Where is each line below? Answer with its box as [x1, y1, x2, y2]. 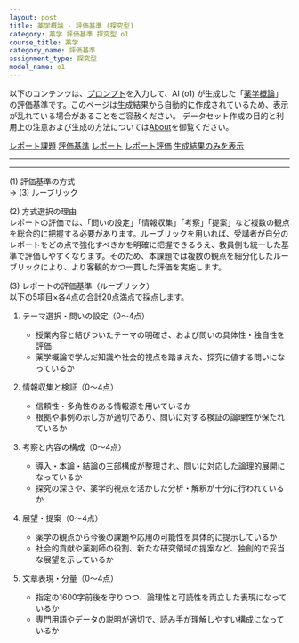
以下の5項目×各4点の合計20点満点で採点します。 [9, 291, 190, 302]
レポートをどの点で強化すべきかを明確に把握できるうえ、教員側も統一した [9, 239, 282, 250]
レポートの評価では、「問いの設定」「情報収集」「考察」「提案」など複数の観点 [9, 217, 290, 228]
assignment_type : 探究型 [9, 54, 98, 63]
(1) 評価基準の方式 [9, 175, 76, 187]
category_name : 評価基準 [9, 46, 96, 55]
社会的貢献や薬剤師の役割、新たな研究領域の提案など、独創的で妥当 [35, 543, 285, 553]
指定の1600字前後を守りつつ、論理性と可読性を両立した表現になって [35, 591, 287, 602]
